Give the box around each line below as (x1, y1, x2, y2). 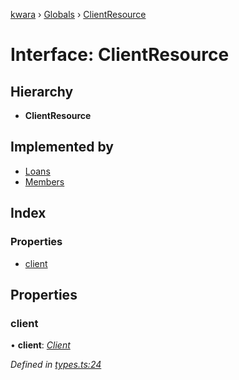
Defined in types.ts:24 (10, 359, 102, 371)
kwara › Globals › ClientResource (10, 9, 147, 20)
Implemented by (10, 139, 114, 156)
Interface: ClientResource (10, 44, 230, 66)
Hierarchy (10, 83, 74, 100)
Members (24, 175, 65, 188)
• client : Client (10, 339, 71, 351)
